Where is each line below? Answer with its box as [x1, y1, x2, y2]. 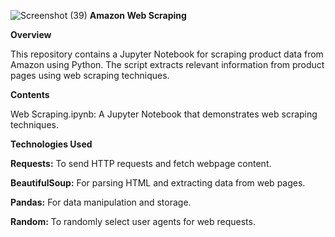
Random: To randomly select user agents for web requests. [10, 216, 256, 227]
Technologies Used [10, 138, 93, 150]
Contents [10, 89, 50, 100]
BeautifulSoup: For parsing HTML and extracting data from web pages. [10, 177, 306, 189]
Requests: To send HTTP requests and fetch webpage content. [10, 158, 272, 169]
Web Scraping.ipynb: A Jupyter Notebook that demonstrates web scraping [10, 108, 318, 120]
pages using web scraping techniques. [10, 70, 170, 81]
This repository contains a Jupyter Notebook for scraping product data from [10, 48, 324, 60]
